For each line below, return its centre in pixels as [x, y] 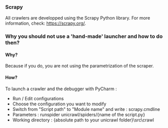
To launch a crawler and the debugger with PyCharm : [61, 89]
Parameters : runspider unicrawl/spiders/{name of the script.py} [79, 114]
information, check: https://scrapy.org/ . [46, 23]
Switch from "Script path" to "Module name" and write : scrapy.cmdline [86, 109]
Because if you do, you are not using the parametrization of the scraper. [79, 66]
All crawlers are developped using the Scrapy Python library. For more [78, 18]
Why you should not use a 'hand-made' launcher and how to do [84, 36]
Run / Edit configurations [38, 98]
